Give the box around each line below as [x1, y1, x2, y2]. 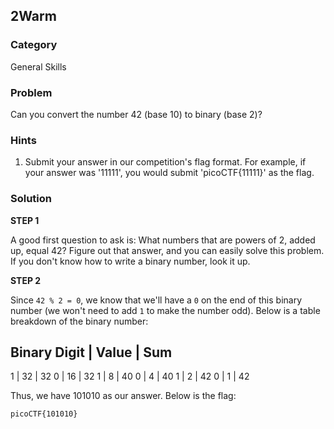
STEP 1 [10, 214, 40, 226]
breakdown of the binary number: [10, 315, 149, 327]
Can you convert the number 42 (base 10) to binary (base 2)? [10, 108, 263, 120]
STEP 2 [10, 274, 42, 286]
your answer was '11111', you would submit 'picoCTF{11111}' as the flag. [24, 167, 315, 179]
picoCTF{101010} [10, 409, 78, 419]
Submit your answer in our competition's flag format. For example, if [24, 156, 307, 168]
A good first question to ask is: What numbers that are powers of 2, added [10, 234, 316, 246]
